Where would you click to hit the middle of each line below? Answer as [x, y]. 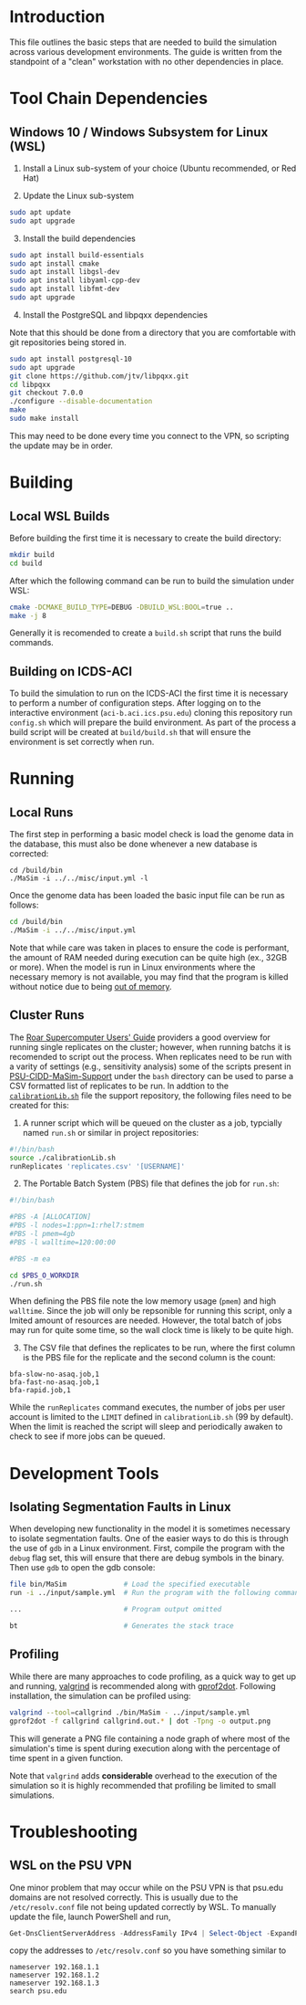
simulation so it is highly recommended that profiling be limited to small [143, 1785]
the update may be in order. [61, 446]
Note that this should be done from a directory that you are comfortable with [153, 332]
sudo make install [44, 419]
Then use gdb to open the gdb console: [82, 1568]
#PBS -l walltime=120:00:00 [63, 1242]
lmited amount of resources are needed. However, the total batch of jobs [146, 1320]
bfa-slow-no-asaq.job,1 [55, 1375]
